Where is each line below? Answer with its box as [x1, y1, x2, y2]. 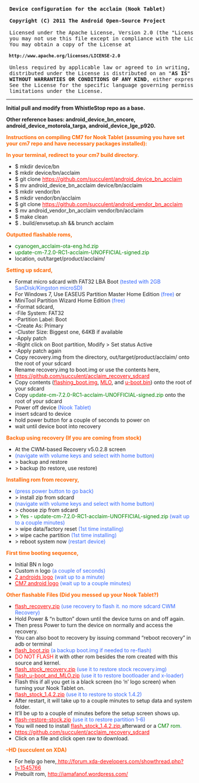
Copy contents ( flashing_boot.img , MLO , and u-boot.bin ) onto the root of [14, 379, 192, 386]
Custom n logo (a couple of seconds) [14, 567, 106, 574]
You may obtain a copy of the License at [9, 41, 131, 47]
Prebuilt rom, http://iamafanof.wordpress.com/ [14, 771, 129, 777]
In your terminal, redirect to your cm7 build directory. [6, 152, 139, 158]
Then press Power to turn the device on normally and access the [14, 622, 173, 628]
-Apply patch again [14, 347, 62, 354]
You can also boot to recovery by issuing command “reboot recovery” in [14, 634, 191, 641]
